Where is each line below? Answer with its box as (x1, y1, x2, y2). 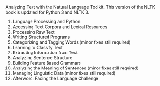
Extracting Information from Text (12, 50, 78, 55)
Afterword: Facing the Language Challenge (12, 75, 99, 81)
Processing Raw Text (12, 29, 55, 34)
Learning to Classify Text (12, 45, 63, 50)
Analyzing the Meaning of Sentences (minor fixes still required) (12, 65, 139, 71)
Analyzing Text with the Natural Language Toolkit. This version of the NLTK (5, 4, 156, 10)
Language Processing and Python (12, 19, 80, 24)
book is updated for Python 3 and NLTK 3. (5, 9, 90, 15)
